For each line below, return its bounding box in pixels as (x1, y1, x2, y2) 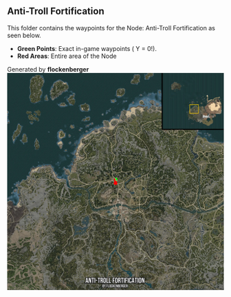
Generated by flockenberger (7, 65, 89, 73)
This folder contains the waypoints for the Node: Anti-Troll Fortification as (7, 23, 215, 32)
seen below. (7, 31, 41, 39)
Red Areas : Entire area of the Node (16, 52, 117, 60)
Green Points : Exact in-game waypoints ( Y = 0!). (16, 44, 157, 52)
